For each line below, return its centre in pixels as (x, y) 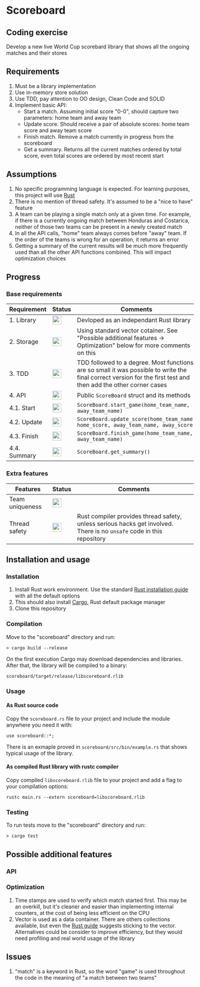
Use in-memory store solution (51, 92)
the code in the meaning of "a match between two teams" (86, 977)
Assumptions (32, 174)
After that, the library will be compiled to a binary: (67, 665)
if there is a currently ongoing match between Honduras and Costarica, (102, 220)
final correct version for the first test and (134, 378)
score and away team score (58, 130)
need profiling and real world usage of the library (75, 938)
